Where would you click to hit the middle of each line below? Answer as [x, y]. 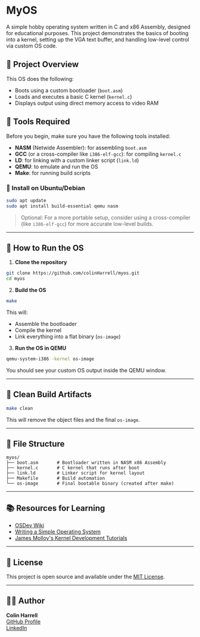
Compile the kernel [38, 330]
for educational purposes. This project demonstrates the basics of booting [97, 33]
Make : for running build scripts [53, 172]
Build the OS [30, 290]
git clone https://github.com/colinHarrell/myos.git [73, 273]
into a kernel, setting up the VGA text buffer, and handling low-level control [98, 39]
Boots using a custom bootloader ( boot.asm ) [69, 90]
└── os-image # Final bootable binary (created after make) [90, 484]
